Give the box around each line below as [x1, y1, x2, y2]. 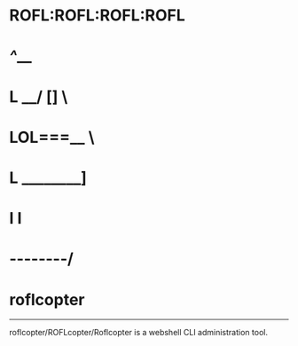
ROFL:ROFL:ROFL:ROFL [9, 5, 185, 26]
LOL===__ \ [9, 127, 95, 147]
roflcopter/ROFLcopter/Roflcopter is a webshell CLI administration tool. [9, 327, 269, 338]
